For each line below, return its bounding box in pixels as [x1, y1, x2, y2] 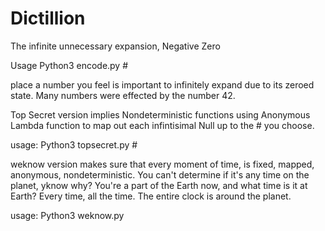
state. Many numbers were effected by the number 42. [10, 89, 236, 101]
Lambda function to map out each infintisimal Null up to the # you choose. [10, 119, 315, 131]
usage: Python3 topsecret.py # [10, 138, 138, 151]
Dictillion [10, 7, 86, 30]
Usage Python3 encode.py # [10, 59, 129, 71]
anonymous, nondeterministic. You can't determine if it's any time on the [10, 168, 310, 181]
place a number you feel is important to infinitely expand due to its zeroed [10, 78, 315, 91]
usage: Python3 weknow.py [10, 209, 125, 221]
